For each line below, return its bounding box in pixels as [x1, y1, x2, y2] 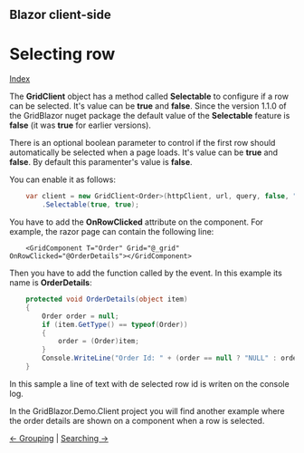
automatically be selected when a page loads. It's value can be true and [9, 147, 279, 158]
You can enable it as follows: [9, 174, 116, 185]
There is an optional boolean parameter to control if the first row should [9, 138, 276, 149]
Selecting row [9, 43, 116, 64]
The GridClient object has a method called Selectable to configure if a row [9, 91, 290, 102]
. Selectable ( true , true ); [42, 200, 140, 209]
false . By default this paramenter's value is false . [9, 157, 193, 168]
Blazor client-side [9, 7, 111, 23]
